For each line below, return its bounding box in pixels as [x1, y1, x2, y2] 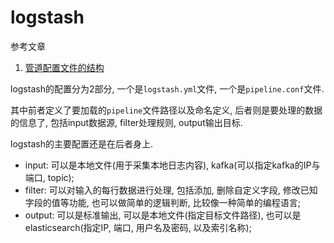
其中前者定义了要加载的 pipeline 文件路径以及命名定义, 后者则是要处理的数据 [10, 104, 323, 116]
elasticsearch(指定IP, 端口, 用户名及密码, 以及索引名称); [24, 221, 252, 233]
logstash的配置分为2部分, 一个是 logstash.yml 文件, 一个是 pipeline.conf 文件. [10, 82, 325, 95]
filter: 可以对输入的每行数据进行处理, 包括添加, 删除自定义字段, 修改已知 [24, 184, 318, 196]
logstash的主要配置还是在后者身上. [10, 137, 153, 150]
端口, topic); [24, 171, 75, 183]
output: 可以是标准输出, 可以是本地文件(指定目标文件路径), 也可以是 [24, 209, 302, 221]
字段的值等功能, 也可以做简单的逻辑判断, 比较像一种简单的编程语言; [24, 196, 301, 208]
